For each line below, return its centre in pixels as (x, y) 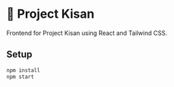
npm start (20, 77)
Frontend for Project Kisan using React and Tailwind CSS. (87, 33)
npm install (23, 70)
